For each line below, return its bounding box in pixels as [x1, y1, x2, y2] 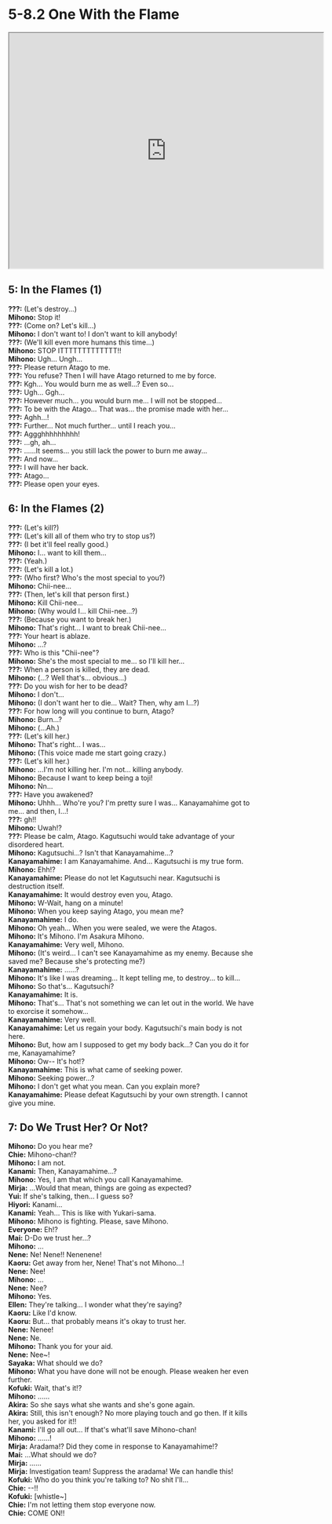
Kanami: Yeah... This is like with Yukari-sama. [8, 1209, 157, 1218]
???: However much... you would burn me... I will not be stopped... [8, 396, 222, 405]
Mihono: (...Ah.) [8, 723, 60, 732]
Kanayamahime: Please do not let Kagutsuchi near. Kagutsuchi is [8, 873, 221, 882]
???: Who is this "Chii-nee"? [8, 647, 100, 657]
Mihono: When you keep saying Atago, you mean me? [8, 906, 184, 916]
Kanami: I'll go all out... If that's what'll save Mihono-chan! [8, 1425, 197, 1435]
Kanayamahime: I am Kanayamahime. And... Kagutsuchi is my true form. [8, 856, 244, 866]
